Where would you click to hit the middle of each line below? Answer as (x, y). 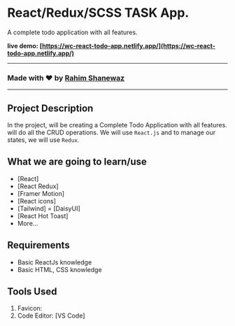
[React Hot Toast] (43, 215)
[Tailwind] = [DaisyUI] (49, 208)
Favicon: (30, 309)
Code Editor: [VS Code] (51, 316)
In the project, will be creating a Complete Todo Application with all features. (117, 125)
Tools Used (32, 292)
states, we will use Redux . (43, 140)
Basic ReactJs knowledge (55, 262)
